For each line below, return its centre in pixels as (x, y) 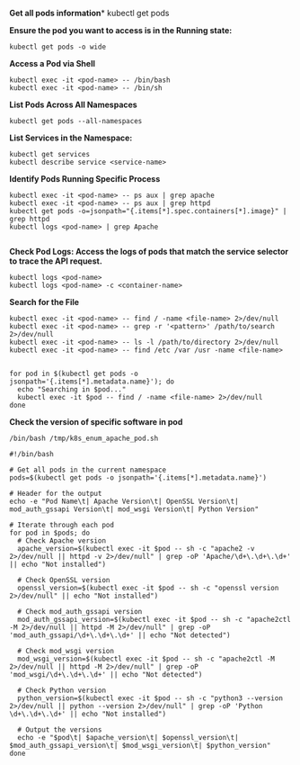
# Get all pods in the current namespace (88, 470)
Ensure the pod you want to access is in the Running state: (121, 30)
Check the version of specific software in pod (96, 422)
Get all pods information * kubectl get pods (89, 13)
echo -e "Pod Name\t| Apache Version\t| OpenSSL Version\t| (124, 501)
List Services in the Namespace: (71, 138)
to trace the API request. (56, 261)
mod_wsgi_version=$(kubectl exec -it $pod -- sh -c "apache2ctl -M (146, 659)
